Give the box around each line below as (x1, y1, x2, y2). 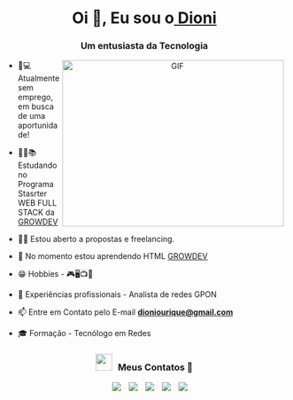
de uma (17, 111, 46, 122)
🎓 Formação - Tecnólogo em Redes (17, 328, 151, 339)
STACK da (17, 208, 55, 218)
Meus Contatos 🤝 (118, 361, 193, 373)
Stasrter (17, 188, 48, 199)
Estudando (17, 160, 58, 171)
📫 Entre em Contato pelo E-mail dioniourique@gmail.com (17, 307, 234, 318)
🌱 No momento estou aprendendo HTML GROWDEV (17, 251, 208, 262)
